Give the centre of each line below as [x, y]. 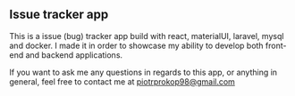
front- [276, 45]
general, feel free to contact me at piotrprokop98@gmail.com [122, 81]
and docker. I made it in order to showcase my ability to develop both [136, 45]
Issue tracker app [59, 15]
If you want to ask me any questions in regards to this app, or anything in [143, 72]
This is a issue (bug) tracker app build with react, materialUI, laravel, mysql [147, 36]
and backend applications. [74, 55]
